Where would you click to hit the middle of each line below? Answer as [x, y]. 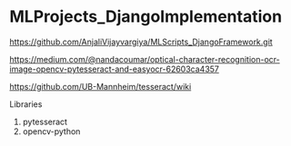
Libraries [26, 104]
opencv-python [51, 131]
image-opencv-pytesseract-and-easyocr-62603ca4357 [115, 69]
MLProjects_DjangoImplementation [146, 17]
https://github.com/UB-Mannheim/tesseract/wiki [100, 86]
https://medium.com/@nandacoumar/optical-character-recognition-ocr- [145, 59]
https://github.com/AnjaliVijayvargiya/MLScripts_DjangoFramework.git [141, 42]
